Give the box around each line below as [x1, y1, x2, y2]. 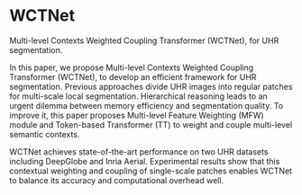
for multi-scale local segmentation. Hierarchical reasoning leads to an [9, 91, 268, 102]
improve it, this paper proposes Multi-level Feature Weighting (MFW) [9, 110, 264, 120]
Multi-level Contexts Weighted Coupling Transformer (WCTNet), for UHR [9, 35, 279, 46]
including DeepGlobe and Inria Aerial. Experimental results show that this [9, 155, 280, 166]
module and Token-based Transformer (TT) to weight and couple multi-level [9, 119, 293, 130]
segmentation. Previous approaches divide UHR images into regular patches [9, 81, 293, 92]
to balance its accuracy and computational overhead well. [9, 174, 224, 185]
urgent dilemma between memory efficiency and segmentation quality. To [9, 100, 284, 111]
